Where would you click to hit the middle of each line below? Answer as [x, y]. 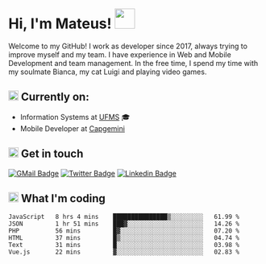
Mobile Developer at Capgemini [72, 128]
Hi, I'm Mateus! [60, 24]
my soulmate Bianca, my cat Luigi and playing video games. [108, 72]
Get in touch [52, 154]
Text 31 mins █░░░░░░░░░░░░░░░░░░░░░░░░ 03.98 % [124, 245]
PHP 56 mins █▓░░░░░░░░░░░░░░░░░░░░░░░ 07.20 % [124, 231]
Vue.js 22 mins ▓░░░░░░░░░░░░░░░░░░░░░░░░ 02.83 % [124, 252]
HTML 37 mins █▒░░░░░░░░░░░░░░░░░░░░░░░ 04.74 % [124, 238]
